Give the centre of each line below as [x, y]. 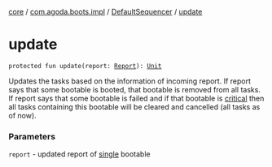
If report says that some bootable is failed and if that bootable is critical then [136, 98]
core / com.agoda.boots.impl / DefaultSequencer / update [105, 12]
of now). [22, 115]
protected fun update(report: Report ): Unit [85, 66]
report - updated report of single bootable [79, 154]
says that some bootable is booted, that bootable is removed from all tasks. [134, 89]
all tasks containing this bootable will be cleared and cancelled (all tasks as [134, 107]
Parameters [32, 136]
